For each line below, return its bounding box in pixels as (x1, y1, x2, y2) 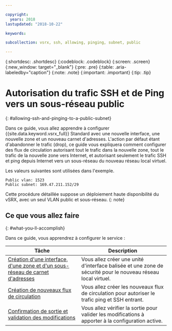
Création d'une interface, (8, 256, 68, 263)
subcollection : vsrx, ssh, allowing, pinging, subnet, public (5, 40, 141, 45)
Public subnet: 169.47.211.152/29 (5, 182, 79, 188)
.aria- (115, 64, 126, 70)
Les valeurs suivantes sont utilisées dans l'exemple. (5, 168, 115, 174)
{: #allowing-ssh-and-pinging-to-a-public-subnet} (5, 115, 112, 121)
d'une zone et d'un (8, 262, 53, 269)
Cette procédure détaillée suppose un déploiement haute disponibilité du (5, 191, 159, 197)
